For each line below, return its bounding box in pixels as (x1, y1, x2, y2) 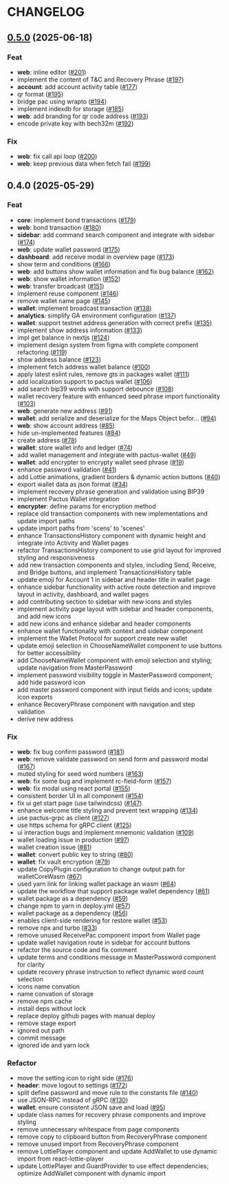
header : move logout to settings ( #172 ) (17, 1081, 128, 1089)
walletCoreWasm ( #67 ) (17, 873, 83, 881)
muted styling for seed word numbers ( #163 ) (17, 770, 144, 778)
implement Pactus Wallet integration (17, 494, 120, 503)
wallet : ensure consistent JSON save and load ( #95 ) (17, 1103, 166, 1112)
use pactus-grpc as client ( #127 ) (17, 814, 110, 822)
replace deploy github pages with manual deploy (17, 1012, 156, 1020)
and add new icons (17, 612, 72, 620)
